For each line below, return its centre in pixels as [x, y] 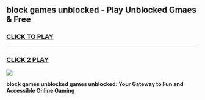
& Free [19, 20]
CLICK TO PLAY [30, 37]
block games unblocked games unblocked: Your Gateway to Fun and [95, 84]
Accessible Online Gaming [41, 90]
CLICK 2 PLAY [27, 59]
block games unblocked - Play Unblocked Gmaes [101, 10]
